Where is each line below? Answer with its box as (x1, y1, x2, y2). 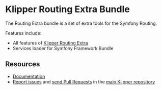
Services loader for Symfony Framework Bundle (12, 45, 114, 51)
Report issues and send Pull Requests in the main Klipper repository (12, 78, 155, 84)
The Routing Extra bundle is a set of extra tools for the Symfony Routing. (5, 20, 157, 26)
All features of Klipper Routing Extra (12, 39, 88, 46)
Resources (5, 60, 40, 69)
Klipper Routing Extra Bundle (5, 4, 130, 15)
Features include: (5, 30, 42, 36)
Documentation (12, 73, 45, 79)
